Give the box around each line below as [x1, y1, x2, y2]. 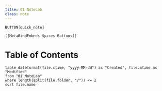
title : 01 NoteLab [5, 7, 42, 12]
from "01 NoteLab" [5, 74, 42, 79]
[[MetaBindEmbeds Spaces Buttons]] [5, 33, 77, 38]
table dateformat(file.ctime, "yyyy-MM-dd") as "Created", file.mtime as [5, 65, 158, 70]
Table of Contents [5, 49, 79, 61]
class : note [5, 12, 29, 16]
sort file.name [5, 82, 36, 87]
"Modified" [5, 70, 27, 75]
